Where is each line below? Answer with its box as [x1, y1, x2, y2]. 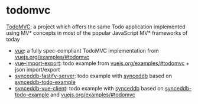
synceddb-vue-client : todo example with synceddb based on [14, 84, 164, 92]
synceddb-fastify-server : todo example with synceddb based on [14, 72, 173, 79]
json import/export [14, 66, 60, 73]
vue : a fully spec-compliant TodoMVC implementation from [14, 47, 159, 54]
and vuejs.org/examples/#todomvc [50, 91, 136, 98]
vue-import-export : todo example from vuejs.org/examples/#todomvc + [14, 60, 190, 67]
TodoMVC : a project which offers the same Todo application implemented [6, 23, 186, 30]
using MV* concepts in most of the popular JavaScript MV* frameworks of [6, 29, 188, 36]
